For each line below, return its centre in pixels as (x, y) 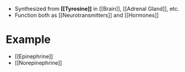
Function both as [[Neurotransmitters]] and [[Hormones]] (87, 15)
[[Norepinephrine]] (38, 62)
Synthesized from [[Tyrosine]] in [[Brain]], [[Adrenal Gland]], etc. (97, 9)
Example (28, 40)
